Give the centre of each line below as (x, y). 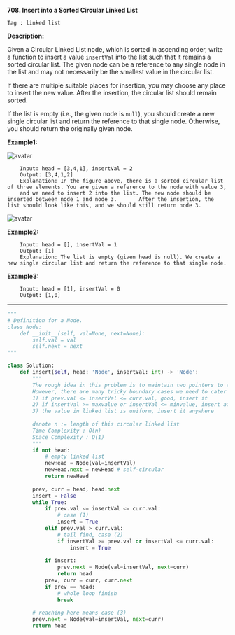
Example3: (23, 276)
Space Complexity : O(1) (69, 437)
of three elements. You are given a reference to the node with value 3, (117, 187)
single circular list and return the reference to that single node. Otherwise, (114, 121)
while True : (50, 502)
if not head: (51, 450)
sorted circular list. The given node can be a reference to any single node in (116, 64)
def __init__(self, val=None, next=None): (83, 333)
